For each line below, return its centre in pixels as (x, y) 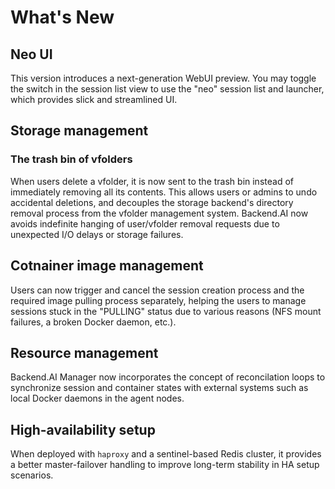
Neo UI (31, 54)
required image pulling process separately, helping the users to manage (158, 300)
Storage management (79, 131)
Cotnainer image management (107, 266)
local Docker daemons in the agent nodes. (97, 398)
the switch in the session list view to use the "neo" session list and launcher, (167, 89)
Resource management (84, 352)
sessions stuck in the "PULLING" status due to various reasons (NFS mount (166, 311)
